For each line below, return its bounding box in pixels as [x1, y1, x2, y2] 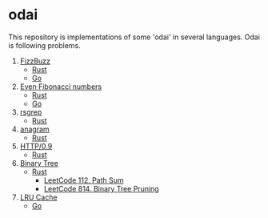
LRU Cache [19, 192, 58, 202]
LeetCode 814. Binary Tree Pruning [43, 184, 159, 193]
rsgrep [19, 107, 42, 117]
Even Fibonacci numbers [19, 82, 102, 91]
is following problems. [8, 40, 82, 50]
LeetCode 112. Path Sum [43, 175, 124, 185]
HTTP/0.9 [19, 141, 53, 151]
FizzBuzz [19, 56, 50, 66]
